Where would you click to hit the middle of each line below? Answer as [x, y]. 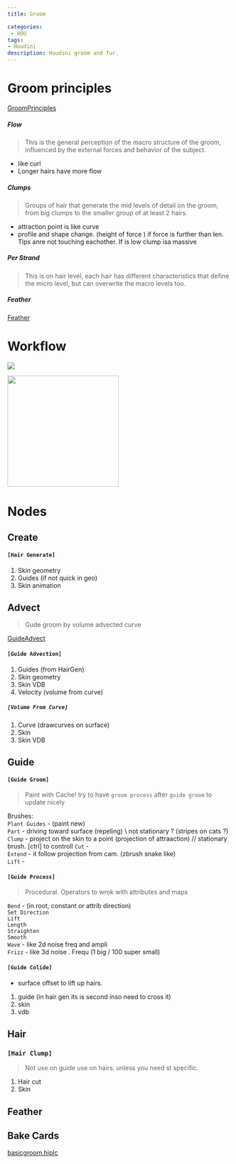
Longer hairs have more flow [60, 171]
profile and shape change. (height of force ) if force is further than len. [120, 234]
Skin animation [39, 585]
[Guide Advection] [34, 654]
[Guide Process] [31, 877]
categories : [25, 27]
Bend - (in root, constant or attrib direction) [69, 906]
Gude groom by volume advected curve [83, 625]
